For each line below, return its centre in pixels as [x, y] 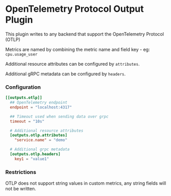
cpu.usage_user [22, 54]
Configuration [23, 87]
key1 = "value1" [32, 159]
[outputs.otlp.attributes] [39, 135]
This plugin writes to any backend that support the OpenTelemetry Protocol [85, 34]
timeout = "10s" [27, 121]
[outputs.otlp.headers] [35, 154]
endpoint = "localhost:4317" [41, 107]
